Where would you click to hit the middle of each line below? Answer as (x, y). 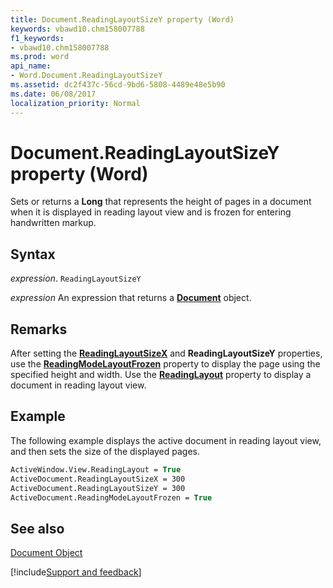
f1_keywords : (37, 38)
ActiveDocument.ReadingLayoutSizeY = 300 (98, 488)
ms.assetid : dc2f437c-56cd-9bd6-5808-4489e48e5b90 (118, 85)
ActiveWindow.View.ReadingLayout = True (96, 469)
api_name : (31, 66)
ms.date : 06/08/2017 (53, 94)
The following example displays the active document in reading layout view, (166, 440)
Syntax (33, 254)
